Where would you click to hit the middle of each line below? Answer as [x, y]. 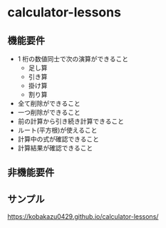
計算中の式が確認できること [58, 139]
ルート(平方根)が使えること [57, 130]
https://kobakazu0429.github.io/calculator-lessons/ [83, 217]
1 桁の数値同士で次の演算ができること [73, 59]
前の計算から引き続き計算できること [71, 121]
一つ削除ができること [49, 112]
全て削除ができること [49, 103]
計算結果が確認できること [55, 148]
